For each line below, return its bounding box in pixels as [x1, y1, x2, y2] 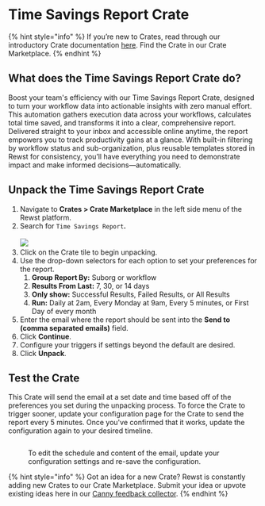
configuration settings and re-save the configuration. [28, 457, 201, 466]
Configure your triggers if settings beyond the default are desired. [19, 339, 236, 350]
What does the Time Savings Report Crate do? [8, 71, 242, 85]
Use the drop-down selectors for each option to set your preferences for [19, 255, 258, 265]
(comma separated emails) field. [19, 323, 129, 332]
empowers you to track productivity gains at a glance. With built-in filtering [8, 135, 253, 144]
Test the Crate [8, 371, 80, 385]
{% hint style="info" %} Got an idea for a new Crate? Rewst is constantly [8, 472, 246, 481]
